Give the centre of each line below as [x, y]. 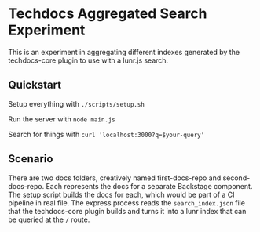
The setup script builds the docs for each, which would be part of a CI [121, 194]
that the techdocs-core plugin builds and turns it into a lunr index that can [127, 211]
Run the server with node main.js [62, 119]
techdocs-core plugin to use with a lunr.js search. [88, 60]
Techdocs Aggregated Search [108, 14]
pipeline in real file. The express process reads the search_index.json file [127, 203]
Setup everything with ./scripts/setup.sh [77, 103]
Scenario [31, 159]
